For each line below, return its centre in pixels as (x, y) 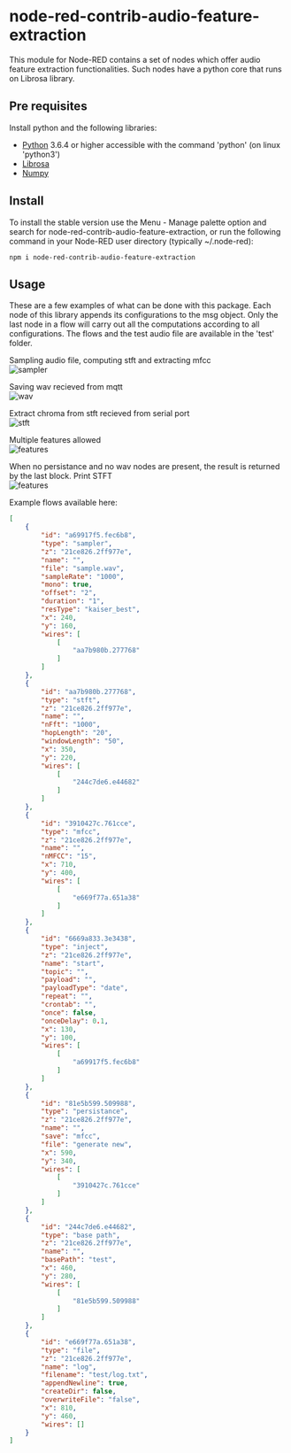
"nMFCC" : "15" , (69, 856)
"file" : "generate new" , (87, 1144)
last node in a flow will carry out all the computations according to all (134, 324)
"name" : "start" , (73, 963)
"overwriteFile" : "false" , (91, 1400)
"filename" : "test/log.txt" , (95, 1375)
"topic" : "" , (65, 971)
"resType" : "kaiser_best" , (91, 609)
